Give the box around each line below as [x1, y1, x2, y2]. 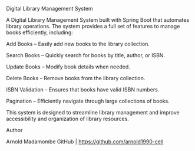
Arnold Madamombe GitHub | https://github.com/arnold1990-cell [6, 138, 164, 145]
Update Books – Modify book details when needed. [6, 63, 131, 70]
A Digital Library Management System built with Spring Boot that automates [6, 17, 190, 23]
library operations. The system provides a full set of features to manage [6, 23, 180, 29]
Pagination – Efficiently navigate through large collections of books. [6, 97, 170, 104]
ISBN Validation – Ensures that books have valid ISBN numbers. [6, 86, 160, 93]
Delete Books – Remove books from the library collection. [6, 75, 146, 81]
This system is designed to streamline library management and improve [6, 109, 180, 116]
